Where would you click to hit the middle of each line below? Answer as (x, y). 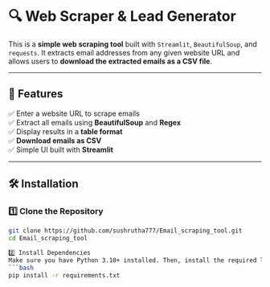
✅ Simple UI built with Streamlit (61, 150)
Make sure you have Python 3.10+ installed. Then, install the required (133, 260)
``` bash (21, 268)
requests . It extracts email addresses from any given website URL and (124, 52)
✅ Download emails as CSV (55, 140)
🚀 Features (36, 94)
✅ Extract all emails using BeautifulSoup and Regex (95, 122)
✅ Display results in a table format (65, 131)
